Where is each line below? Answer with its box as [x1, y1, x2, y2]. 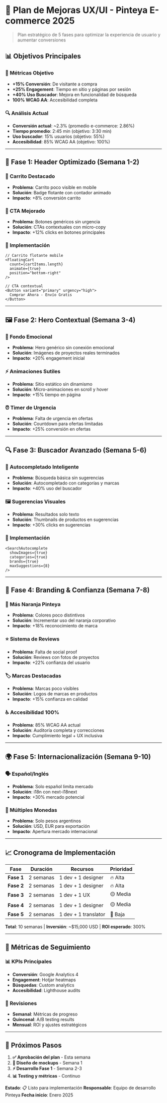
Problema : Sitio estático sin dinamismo [12, 381, 93, 387]
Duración [30, 866, 53, 873]
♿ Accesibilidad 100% [5, 709, 60, 716]
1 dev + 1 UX [59, 891, 90, 898]
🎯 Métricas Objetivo [5, 69, 54, 76]
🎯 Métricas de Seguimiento [5, 943, 91, 951]
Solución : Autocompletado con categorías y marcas [12, 480, 119, 486]
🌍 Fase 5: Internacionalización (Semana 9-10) [5, 752, 151, 761]
